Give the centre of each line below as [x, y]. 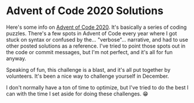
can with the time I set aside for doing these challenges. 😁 [77, 94]
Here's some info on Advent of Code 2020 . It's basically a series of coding [96, 27]
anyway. [16, 58]
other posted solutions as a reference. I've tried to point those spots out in [96, 46]
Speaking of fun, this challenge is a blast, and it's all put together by [88, 69]
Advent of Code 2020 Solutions [85, 11]
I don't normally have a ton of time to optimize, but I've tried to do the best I [98, 87]
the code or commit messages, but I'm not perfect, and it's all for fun [89, 52]
